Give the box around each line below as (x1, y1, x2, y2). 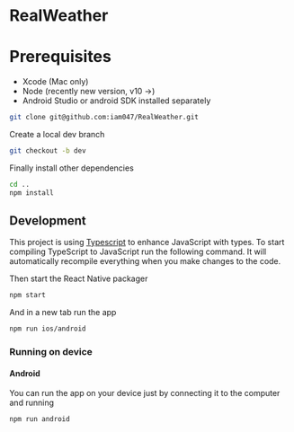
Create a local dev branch (9, 129, 105, 139)
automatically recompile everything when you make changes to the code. (9, 256, 281, 267)
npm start (9, 291, 47, 300)
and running (9, 397, 54, 409)
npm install (9, 188, 54, 198)
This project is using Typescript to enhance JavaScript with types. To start (9, 237, 285, 248)
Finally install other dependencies (9, 163, 135, 173)
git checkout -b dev (9, 146, 87, 155)
